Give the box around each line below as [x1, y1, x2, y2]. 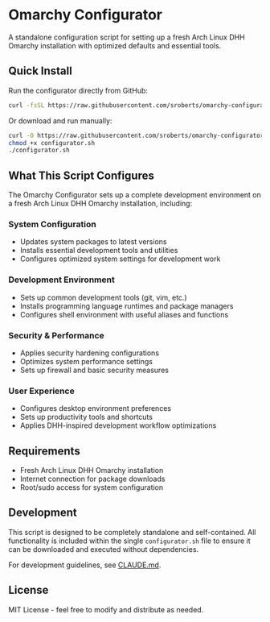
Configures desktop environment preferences [19, 404, 171, 413]
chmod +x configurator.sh [8, 139, 95, 147]
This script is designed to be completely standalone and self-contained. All [8, 527, 256, 537]
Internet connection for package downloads [19, 474, 166, 484]
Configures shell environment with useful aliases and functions [19, 309, 229, 319]
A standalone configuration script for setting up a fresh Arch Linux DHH [8, 32, 245, 42]
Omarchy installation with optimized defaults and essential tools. [8, 40, 222, 50]
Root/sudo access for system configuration [19, 483, 164, 492]
